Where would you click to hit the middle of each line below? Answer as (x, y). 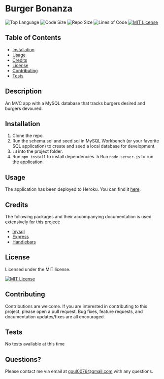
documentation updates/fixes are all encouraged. (55, 316)
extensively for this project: (33, 222)
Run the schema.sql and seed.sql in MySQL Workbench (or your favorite (85, 141)
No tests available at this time (35, 344)
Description (23, 91)
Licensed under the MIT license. (38, 269)
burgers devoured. (24, 108)
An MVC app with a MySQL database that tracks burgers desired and (75, 103)
